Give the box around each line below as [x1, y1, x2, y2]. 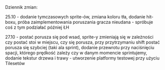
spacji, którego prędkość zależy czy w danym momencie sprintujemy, [5, 50, 148, 56]
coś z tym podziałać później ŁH [5, 24, 69, 30]
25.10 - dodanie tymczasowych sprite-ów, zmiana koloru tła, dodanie [5, 14, 146, 19]
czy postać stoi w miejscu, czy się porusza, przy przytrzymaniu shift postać [5, 39, 160, 45]
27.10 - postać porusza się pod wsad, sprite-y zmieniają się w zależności [5, 34, 154, 40]
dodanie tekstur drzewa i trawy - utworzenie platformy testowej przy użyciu [5, 55, 160, 61]
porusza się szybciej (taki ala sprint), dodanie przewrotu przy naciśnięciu [5, 45, 155, 50]
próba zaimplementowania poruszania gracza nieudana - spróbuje [17, 19, 154, 25]
